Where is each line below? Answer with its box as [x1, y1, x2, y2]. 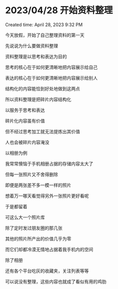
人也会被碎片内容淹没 [5, 139, 49, 145]
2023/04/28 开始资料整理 [5, 5, 113, 16]
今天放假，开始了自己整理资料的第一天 [5, 32, 84, 38]
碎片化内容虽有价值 [5, 118, 45, 124]
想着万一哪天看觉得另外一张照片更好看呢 [5, 193, 89, 199]
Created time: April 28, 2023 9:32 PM [5, 21, 83, 28]
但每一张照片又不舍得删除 [5, 171, 58, 177]
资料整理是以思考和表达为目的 [5, 53, 67, 60]
